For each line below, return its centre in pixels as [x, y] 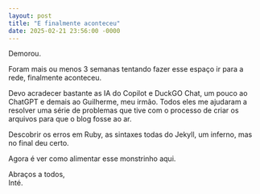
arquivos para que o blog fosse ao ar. [70, 119]
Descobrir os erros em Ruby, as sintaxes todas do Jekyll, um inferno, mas [130, 134]
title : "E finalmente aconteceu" [64, 23]
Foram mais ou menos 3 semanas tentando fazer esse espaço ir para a [126, 69]
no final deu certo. [39, 143]
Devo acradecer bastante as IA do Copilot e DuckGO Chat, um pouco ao [128, 93]
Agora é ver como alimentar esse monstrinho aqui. [92, 159]
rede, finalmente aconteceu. [55, 78]
